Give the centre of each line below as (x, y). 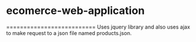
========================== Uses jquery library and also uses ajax (98, 27)
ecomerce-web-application (75, 11)
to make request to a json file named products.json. (69, 33)
